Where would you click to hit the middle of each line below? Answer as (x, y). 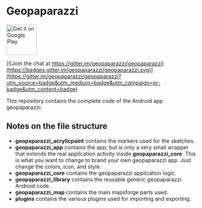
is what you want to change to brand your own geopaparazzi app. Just (103, 160)
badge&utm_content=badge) (42, 89)
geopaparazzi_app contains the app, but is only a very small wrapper (102, 147)
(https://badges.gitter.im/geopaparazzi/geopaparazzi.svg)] (80, 70)
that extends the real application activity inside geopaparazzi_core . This (105, 154)
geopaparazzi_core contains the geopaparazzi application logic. (96, 173)
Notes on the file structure (57, 126)
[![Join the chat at (28, 63)
